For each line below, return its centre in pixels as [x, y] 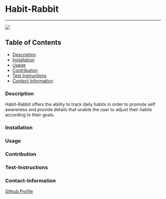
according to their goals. [30, 115]
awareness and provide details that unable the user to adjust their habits [79, 110]
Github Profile [19, 192]
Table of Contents [33, 43]
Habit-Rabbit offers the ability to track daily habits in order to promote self [80, 104]
